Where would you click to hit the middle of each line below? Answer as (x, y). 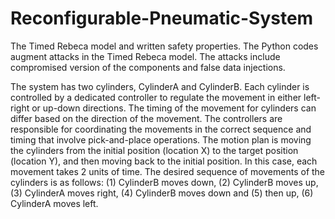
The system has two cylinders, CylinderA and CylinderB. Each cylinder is (160, 86)
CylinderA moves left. (54, 203)
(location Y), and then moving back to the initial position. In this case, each (164, 161)
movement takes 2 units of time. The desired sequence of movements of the (168, 171)
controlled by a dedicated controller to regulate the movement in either (156, 97)
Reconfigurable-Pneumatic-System (162, 18)
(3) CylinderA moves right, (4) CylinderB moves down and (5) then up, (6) (162, 193)
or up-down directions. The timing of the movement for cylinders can (174, 108)
